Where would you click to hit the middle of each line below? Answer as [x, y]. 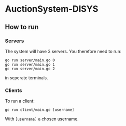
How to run [22, 27]
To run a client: [20, 101]
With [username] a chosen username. [42, 119]
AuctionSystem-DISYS [52, 9]
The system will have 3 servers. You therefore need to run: [63, 51]
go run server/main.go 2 [30, 69]
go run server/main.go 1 [30, 64]
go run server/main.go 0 [30, 60]
